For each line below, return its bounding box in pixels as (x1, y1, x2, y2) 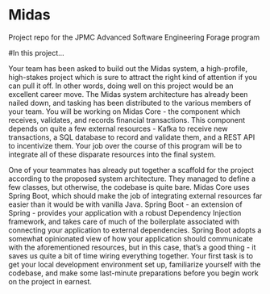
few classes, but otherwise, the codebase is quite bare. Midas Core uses (8, 182, 250, 191)
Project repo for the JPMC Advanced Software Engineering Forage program (8, 32, 260, 42)
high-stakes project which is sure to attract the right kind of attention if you (8, 72, 258, 82)
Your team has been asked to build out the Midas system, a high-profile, (8, 63, 248, 73)
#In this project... (8, 48, 64, 57)
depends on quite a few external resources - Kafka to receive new (8, 124, 228, 133)
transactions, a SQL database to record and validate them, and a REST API (8, 132, 255, 142)
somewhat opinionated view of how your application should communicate (8, 233, 254, 243)
